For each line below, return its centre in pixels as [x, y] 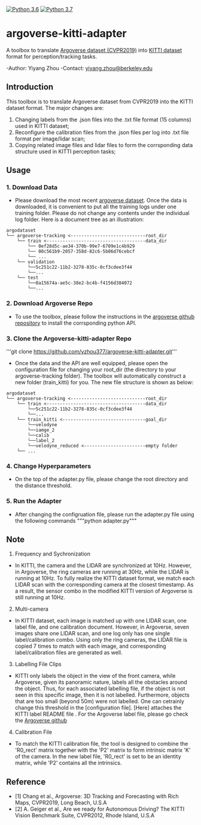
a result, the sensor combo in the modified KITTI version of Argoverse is [103, 591]
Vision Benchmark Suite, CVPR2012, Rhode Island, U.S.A [85, 815]
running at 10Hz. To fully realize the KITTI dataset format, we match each [105, 578]
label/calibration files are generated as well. [68, 653]
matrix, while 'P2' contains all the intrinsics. [68, 763]
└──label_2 [41, 441]
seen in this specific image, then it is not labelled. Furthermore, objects [102, 695]
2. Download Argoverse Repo [50, 303]
